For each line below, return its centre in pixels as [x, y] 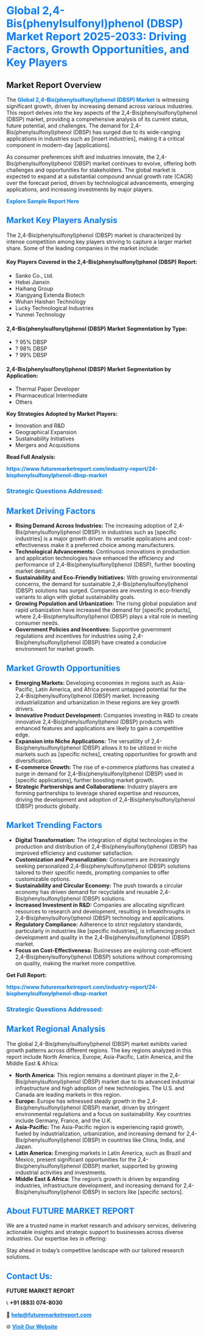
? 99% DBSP [31, 355]
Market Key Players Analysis [62, 220]
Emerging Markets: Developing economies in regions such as [93, 683]
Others [24, 402]
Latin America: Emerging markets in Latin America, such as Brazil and [103, 1153]
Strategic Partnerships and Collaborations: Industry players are [96, 786]
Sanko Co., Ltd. [34, 276]
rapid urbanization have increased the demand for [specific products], [103, 610]
